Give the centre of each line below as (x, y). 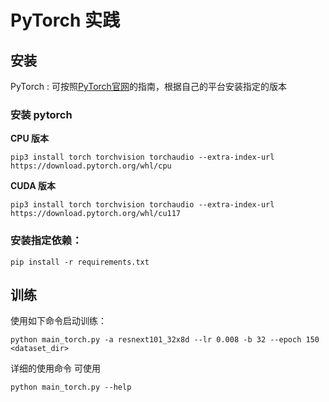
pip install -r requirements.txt (80, 262)
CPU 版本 (29, 138)
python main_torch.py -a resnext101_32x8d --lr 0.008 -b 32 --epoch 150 (165, 340)
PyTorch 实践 (65, 20)
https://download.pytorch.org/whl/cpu (91, 166)
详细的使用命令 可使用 (55, 368)
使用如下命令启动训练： (58, 321)
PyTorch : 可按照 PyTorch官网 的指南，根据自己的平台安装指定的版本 (148, 86)
